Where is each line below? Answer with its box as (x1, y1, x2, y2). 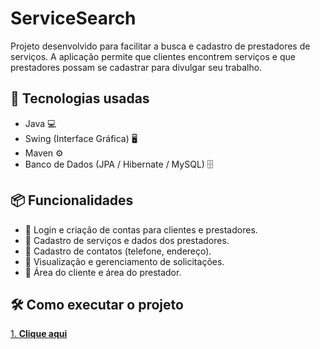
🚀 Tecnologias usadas (10, 90, 150, 107)
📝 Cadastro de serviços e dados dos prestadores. (24, 234, 230, 246)
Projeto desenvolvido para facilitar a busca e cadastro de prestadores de (10, 40, 311, 52)
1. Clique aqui (10, 328, 68, 340)
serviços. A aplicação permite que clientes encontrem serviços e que (10, 50, 296, 62)
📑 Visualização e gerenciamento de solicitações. (24, 255, 225, 267)
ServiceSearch (10, 7, 137, 30)
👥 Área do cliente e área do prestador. (24, 266, 182, 278)
